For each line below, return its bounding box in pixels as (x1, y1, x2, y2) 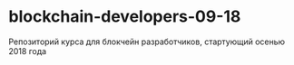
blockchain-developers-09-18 (8, 6, 241, 27)
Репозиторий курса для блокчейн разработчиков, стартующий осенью (8, 36, 286, 47)
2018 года (8, 45, 47, 56)
